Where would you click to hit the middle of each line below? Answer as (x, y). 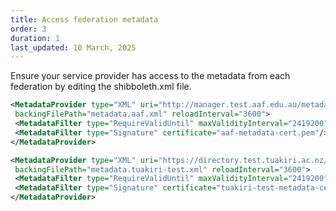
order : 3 (28, 29)
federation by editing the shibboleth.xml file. (101, 87)
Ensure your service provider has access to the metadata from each (150, 76)
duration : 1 (35, 38)
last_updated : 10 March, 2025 (73, 47)
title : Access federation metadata (84, 19)
